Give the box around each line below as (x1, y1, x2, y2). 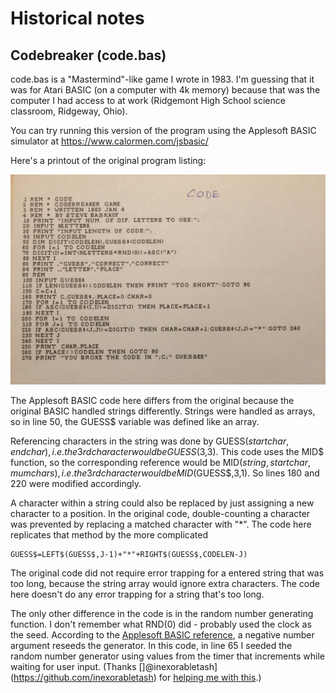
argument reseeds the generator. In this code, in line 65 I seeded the (10, 639, 293, 651)
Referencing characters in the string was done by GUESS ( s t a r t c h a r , (10, 435, 290, 447)
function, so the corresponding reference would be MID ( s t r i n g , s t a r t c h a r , (10, 456, 311, 468)
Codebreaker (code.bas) (10, 47, 167, 64)
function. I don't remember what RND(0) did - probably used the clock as (10, 618, 312, 630)
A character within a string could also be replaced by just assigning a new (10, 497, 315, 509)
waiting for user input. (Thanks (10, 660, 137, 672)
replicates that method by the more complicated (10, 528, 208, 541)
